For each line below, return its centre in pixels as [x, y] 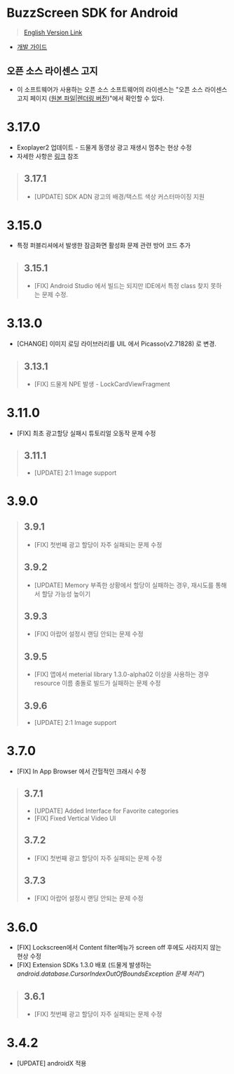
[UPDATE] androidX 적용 [51, 1063]
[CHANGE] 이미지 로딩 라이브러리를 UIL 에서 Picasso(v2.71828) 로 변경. [116, 344]
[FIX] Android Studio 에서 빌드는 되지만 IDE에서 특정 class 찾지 [122, 286]
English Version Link [53, 32]
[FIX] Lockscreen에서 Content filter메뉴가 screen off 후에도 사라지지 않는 [119, 948]
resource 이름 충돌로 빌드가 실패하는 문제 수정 [97, 683]
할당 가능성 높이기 [66, 594]
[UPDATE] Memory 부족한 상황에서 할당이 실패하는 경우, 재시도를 [124, 585]
